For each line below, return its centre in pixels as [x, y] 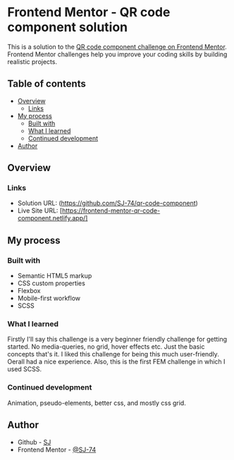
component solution [68, 27]
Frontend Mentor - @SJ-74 [57, 449]
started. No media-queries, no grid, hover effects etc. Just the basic [106, 347]
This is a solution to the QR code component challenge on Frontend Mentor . [117, 46]
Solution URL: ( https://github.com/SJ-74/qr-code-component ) [108, 203]
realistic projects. [32, 61]
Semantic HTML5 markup [55, 276]
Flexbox [29, 291]
